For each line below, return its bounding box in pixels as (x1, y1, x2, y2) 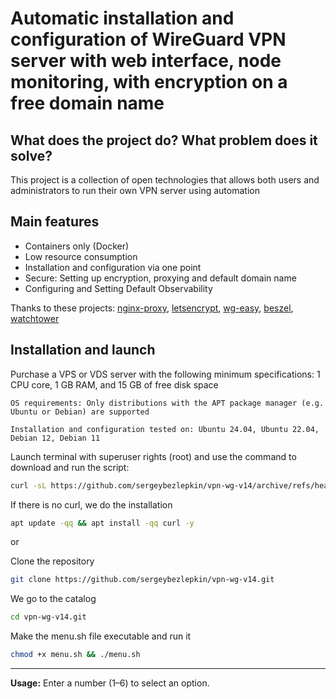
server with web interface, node (10, 50, 282, 72)
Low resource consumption (24, 250, 138, 262)
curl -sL (10, 480, 47, 491)
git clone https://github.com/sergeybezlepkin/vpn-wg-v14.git (10, 575, 275, 585)
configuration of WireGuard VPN (10, 28, 287, 51)
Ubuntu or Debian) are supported (10, 407, 150, 417)
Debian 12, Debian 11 (10, 433, 101, 443)
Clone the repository (10, 555, 95, 567)
